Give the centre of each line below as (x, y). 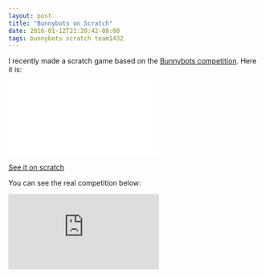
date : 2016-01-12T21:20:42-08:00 (64, 31)
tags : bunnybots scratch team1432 (66, 38)
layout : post (30, 16)
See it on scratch (36, 168)
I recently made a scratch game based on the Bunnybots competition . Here (132, 61)
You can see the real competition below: (75, 183)
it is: (15, 70)
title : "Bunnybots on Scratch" (61, 23)
